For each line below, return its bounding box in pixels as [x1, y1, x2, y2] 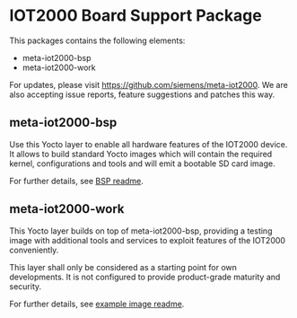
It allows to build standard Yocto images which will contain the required [9, 148, 273, 159]
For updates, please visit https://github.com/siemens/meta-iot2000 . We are [9, 79, 289, 90]
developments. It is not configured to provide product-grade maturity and [9, 271, 281, 282]
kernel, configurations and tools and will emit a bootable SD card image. [9, 158, 275, 169]
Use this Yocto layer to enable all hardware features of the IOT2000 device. [9, 138, 288, 149]
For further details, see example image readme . [9, 298, 185, 309]
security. [9, 280, 42, 292]
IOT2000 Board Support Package [9, 5, 262, 26]
